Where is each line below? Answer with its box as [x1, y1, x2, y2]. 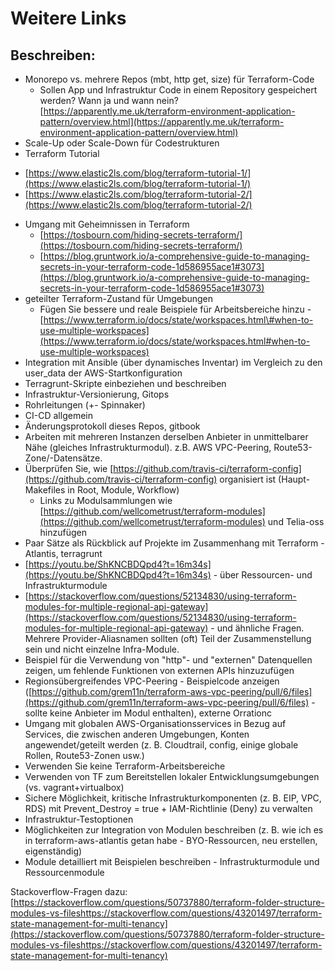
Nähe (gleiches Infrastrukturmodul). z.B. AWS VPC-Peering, [24, 442, 272, 453]
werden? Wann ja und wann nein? [39, 95, 179, 106]
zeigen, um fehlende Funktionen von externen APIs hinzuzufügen [24, 665, 295, 676]
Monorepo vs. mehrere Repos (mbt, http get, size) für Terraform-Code [24, 73, 315, 85]
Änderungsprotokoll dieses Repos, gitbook [24, 420, 201, 432]
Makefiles [24, 484, 66, 496]
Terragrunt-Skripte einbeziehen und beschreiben [24, 378, 227, 389]
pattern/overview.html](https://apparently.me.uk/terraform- [39, 116, 285, 127]
